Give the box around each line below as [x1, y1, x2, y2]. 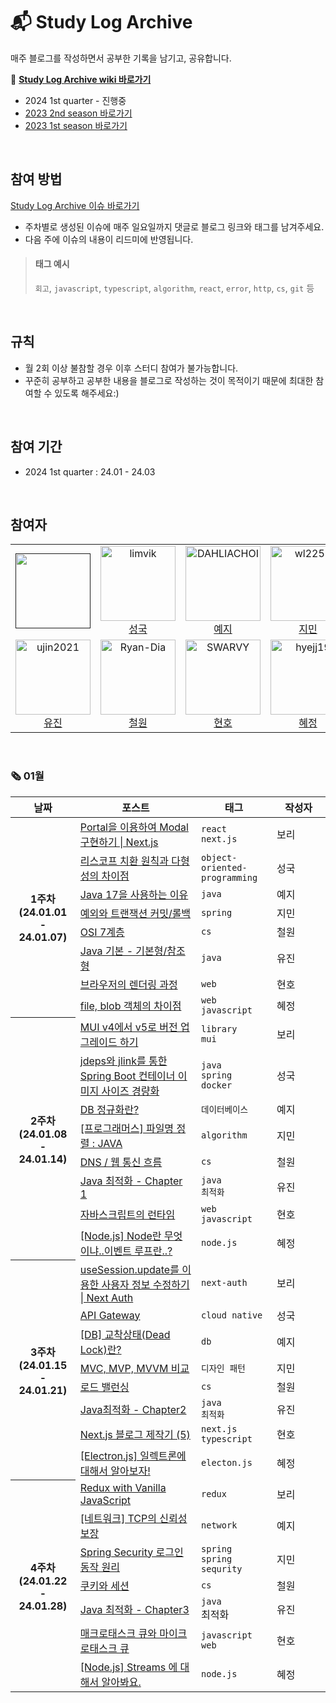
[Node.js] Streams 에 [79, 1660, 178, 1674]
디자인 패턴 [201, 1362, 246, 1374]
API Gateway [79, 1308, 141, 1322]
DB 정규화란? [79, 1102, 140, 1116]
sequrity [201, 1563, 243, 1574]
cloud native [201, 1309, 263, 1321]
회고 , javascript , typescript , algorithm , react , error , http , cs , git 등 [34, 282, 315, 294]
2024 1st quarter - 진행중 [24, 94, 127, 106]
